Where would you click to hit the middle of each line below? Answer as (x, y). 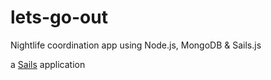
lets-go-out (59, 17)
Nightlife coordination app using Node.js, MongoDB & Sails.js (136, 45)
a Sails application (48, 64)
